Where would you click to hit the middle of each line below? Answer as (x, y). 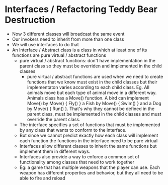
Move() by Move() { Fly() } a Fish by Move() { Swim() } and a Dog (94, 103)
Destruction (30, 20)
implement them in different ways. (55, 151)
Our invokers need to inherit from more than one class (68, 39)
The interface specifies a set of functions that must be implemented (90, 125)
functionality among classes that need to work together (77, 162)
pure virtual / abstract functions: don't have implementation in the (87, 60)
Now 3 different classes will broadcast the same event (68, 34)
